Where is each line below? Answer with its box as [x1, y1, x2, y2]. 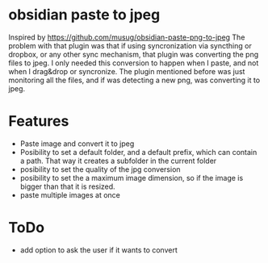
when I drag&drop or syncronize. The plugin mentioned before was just [8, 66, 245, 76]
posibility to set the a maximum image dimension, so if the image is [19, 173, 244, 182]
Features [8, 112, 69, 131]
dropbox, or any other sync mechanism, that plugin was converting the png [8, 49, 259, 59]
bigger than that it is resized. [19, 182, 115, 191]
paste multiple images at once [19, 190, 121, 199]
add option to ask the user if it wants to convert [19, 244, 178, 255]
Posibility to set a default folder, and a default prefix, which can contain [19, 147, 258, 157]
